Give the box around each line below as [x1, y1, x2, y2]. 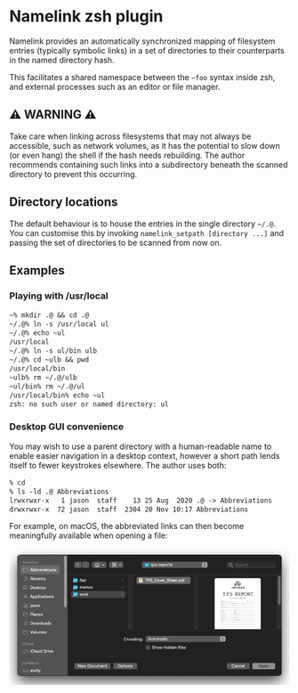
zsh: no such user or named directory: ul [9, 400, 169, 409]
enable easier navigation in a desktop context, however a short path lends [9, 450, 280, 461]
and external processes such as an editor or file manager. [9, 81, 221, 92]
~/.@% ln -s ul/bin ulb [9, 346, 98, 355]
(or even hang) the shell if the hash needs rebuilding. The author [9, 150, 246, 160]
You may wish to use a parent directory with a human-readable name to [9, 441, 272, 452]
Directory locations [9, 194, 118, 210]
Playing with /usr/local [9, 289, 109, 302]
